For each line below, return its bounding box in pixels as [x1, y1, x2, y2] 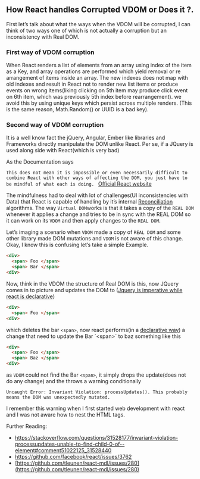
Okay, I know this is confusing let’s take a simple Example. [6, 241, 149, 249]
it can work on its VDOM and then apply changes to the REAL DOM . [6, 217, 161, 224]
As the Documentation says [6, 158, 74, 165]
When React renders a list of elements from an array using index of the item [6, 62, 192, 69]
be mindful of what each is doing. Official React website [6, 180, 152, 187]
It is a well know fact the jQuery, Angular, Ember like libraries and [6, 134, 165, 142]
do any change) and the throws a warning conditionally [6, 378, 142, 385]
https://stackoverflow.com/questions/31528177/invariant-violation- [14, 434, 179, 442]
